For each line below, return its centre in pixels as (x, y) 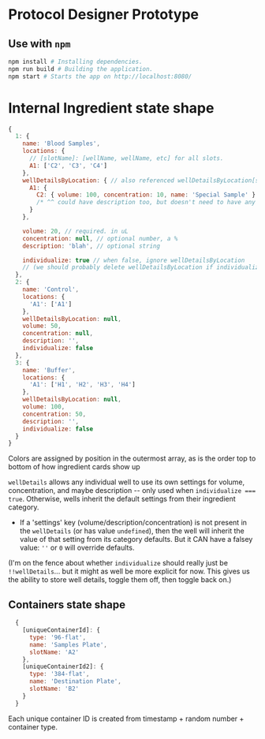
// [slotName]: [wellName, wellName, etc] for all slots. (126, 159)
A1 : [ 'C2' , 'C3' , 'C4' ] (68, 166)
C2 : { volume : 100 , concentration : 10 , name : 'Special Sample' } (146, 195)
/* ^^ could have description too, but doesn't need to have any (146, 203)
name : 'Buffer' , (49, 370)
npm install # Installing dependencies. (76, 62)
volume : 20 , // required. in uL (75, 231)
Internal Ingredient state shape (111, 108)
